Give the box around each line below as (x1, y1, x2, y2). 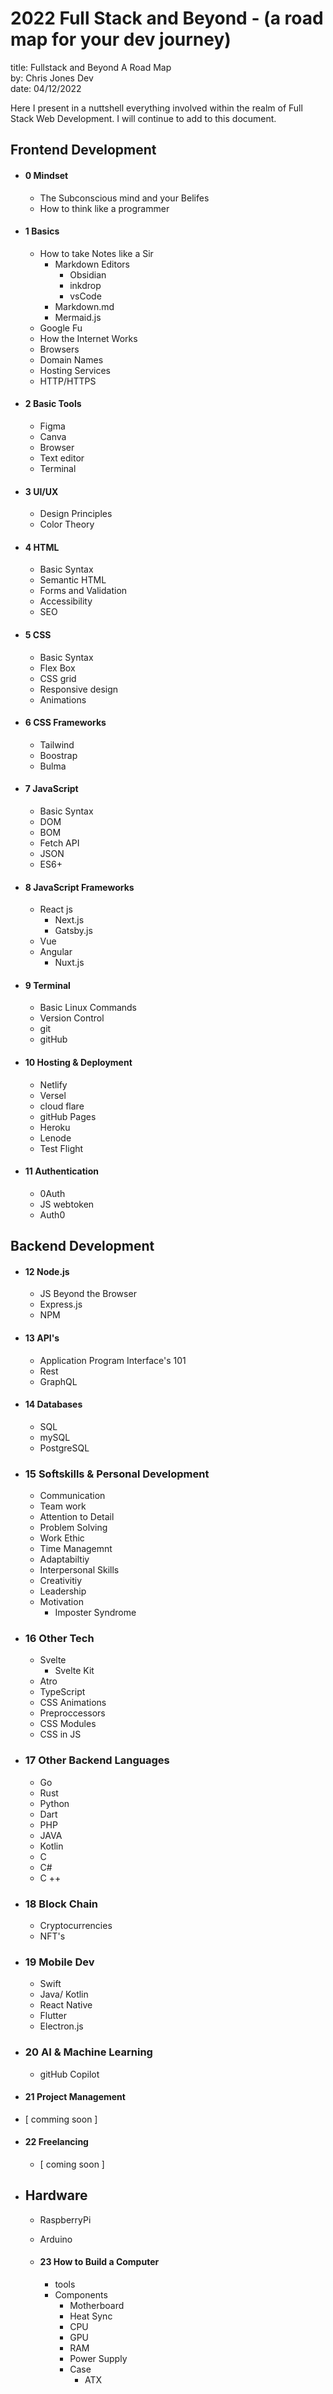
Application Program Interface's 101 (39, 1354, 187, 1366)
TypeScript (39, 1686, 86, 1698)
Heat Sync (69, 2310, 113, 2322)
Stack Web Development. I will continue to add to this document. (10, 112, 277, 124)
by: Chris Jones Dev (10, 72, 94, 84)
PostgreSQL (39, 1442, 90, 1454)
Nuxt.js (54, 957, 85, 969)
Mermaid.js (54, 311, 102, 323)
